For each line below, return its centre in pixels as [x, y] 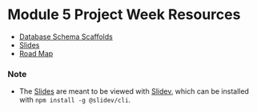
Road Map [36, 53]
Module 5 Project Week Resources [124, 15]
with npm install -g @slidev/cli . [75, 100]
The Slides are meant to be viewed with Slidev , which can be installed [134, 91]
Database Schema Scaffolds [66, 37]
